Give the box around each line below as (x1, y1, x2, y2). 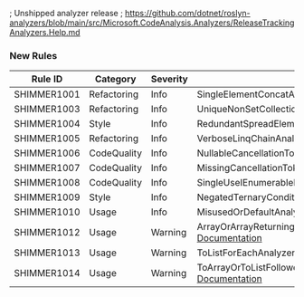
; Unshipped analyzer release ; (9, 8, 124, 18)
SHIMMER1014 (14, 267, 81, 280)
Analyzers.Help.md (9, 27, 81, 37)
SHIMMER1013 (14, 246, 81, 259)
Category (94, 72, 137, 85)
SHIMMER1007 (14, 162, 81, 175)
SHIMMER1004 (14, 118, 81, 130)
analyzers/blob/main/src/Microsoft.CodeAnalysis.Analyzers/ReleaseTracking (9, 17, 295, 28)
